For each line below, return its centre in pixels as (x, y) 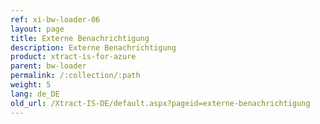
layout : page (37, 29)
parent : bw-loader (48, 66)
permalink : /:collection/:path (75, 76)
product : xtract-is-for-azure (73, 57)
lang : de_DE (35, 94)
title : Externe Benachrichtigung (80, 38)
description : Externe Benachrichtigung (93, 47)
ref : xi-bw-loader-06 (55, 19)
